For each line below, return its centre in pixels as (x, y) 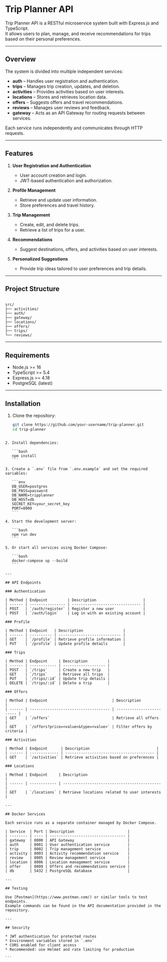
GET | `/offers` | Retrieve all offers (84, 718)
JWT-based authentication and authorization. (66, 180)
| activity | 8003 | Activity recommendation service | (68, 853)
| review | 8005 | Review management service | (68, 858)
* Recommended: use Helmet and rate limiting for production (70, 950)
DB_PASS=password (30, 491)
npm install (24, 456)
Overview (21, 59)
